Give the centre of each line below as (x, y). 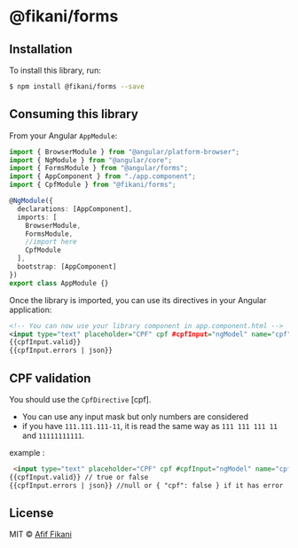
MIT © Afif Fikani (41, 535)
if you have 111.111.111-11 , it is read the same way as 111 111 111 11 (149, 426)
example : (27, 453)
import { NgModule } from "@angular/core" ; (91, 160)
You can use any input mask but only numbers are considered (135, 417)
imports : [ (37, 217)
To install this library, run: (55, 70)
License (31, 513)
